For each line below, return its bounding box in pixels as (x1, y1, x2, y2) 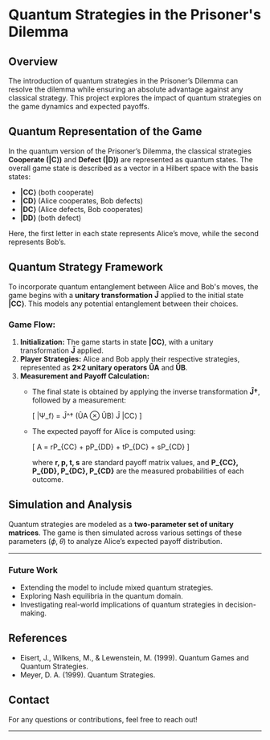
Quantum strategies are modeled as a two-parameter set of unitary (8, 519, 235, 529)
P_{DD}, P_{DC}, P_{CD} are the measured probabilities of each (31, 466, 244, 476)
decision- (224, 600, 257, 610)
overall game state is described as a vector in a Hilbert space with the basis (8, 163, 259, 173)
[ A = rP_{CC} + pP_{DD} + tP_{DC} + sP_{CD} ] (31, 442, 190, 452)
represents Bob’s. (8, 237, 67, 247)
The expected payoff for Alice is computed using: (31, 426, 196, 435)
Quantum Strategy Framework (8, 260, 163, 274)
